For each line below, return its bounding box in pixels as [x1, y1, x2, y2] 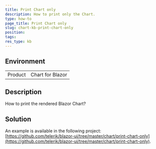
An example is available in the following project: [5, 128, 102, 134]
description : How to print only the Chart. [5, 12, 96, 17]
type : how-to [5, 16, 32, 21]
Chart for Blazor [30, 71, 68, 78]
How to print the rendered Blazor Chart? [5, 101, 86, 107]
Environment [5, 57, 46, 66]
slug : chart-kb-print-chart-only [5, 25, 74, 30]
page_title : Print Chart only [5, 21, 67, 26]
